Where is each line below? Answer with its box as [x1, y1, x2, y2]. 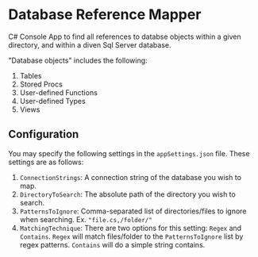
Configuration [8, 128, 79, 141]
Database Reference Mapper [8, 6, 202, 24]
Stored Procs [19, 79, 64, 89]
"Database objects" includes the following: [8, 56, 148, 65]
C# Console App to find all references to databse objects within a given [8, 32, 241, 41]
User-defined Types [19, 96, 86, 105]
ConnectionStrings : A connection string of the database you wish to [19, 172, 242, 182]
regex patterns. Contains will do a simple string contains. [19, 240, 206, 249]
